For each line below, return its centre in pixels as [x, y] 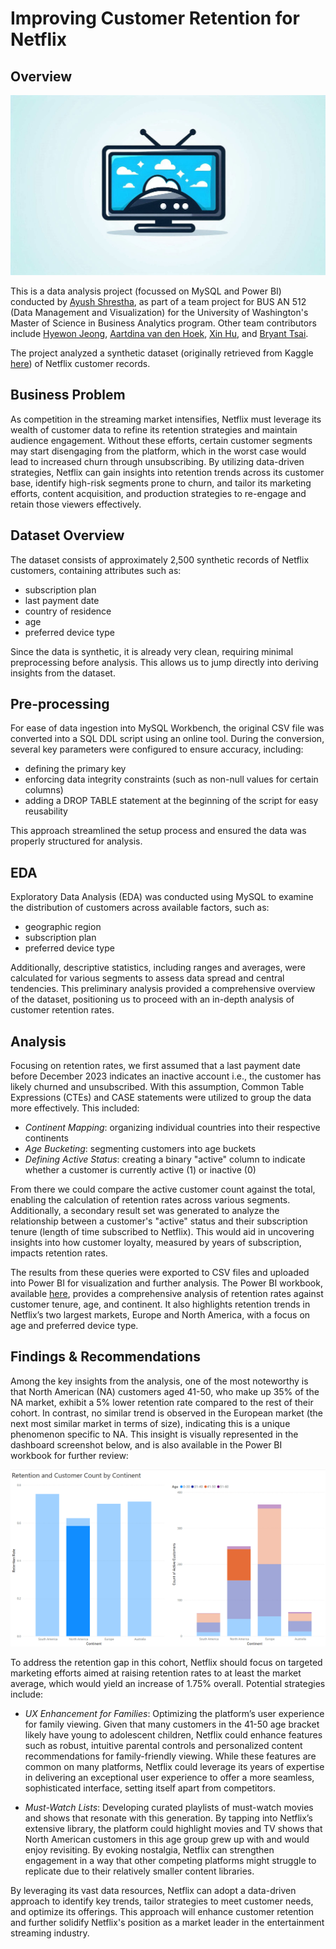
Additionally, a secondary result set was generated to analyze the [145, 1210]
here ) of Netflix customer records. [80, 363]
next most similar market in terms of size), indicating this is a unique [150, 1423]
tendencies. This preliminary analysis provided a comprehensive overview [163, 989]
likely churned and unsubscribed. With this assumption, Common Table [157, 1086]
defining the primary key [75, 769]
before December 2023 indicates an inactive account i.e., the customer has [166, 1076]
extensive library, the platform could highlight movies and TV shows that [173, 1828]
